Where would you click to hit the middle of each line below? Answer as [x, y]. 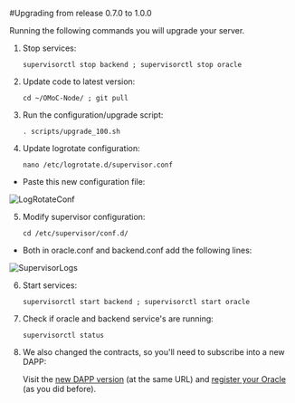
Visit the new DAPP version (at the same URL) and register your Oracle [154, 379]
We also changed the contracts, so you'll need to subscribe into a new [153, 352]
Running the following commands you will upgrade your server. [127, 30]
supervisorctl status [63, 335]
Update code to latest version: [79, 82]
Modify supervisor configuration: [84, 217]
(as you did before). [59, 389]
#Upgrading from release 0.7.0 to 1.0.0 [81, 13]
